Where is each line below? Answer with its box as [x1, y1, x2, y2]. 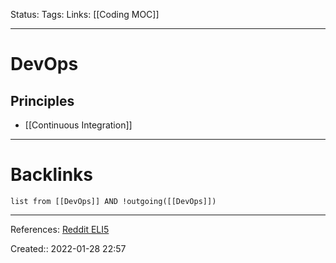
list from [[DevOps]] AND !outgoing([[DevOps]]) [10, 196, 217, 206]
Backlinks [10, 164, 94, 186]
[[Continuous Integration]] [24, 119, 133, 131]
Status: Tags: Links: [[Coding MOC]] [10, 9, 160, 20]
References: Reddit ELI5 [10, 223, 110, 235]
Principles [10, 92, 75, 109]
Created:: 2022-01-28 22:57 [10, 242, 127, 254]
